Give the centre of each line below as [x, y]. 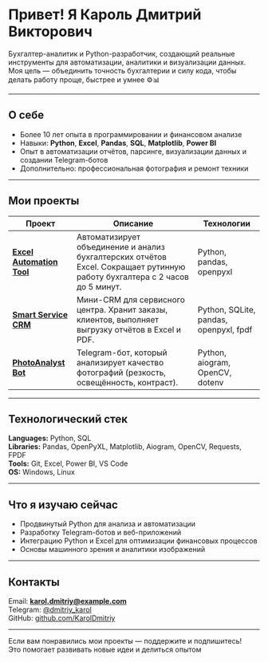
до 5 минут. [99, 286]
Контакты [34, 582]
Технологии [227, 223]
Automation [35, 262]
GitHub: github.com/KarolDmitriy [62, 618]
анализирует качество [120, 362]
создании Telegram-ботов [64, 160]
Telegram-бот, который [122, 353]
